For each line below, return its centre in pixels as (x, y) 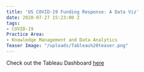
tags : (13, 23)
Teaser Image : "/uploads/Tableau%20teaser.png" (67, 46)
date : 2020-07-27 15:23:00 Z (43, 18)
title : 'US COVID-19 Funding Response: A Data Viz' (73, 12)
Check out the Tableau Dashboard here (55, 63)
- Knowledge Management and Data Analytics (62, 40)
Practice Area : (25, 34)
